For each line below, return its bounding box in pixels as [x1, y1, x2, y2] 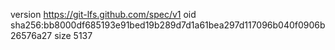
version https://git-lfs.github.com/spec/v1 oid [10, 9, 197, 20]
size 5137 [54, 30, 93, 41]
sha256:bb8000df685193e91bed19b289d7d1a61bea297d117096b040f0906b [10, 19, 326, 31]
